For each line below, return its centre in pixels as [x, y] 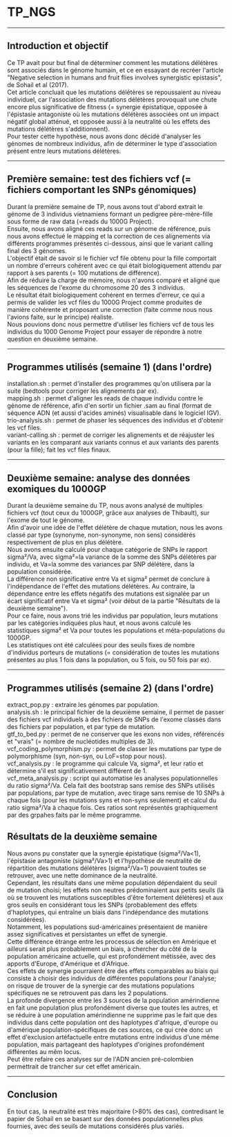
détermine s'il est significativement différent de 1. [77, 771]
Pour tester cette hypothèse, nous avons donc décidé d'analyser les [104, 136]
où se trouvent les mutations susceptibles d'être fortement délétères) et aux [115, 897]
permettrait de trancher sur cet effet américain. [74, 1066]
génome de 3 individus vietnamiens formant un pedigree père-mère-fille [110, 214]
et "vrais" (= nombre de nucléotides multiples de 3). [81, 741]
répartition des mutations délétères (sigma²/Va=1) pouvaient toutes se [107, 868]
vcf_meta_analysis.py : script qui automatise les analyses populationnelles [113, 778]
